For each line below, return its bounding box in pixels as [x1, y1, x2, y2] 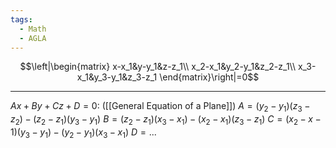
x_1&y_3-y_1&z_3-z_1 [76, 71, 158, 83]
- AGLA [19, 33, 47, 43]
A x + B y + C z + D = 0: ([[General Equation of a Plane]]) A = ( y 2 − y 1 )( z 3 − [10, 100, 311, 115]
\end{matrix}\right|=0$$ [159, 71, 260, 83]
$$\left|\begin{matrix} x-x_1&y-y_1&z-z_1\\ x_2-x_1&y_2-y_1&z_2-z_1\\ [19, 61, 296, 73]
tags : [10, 14, 33, 25]
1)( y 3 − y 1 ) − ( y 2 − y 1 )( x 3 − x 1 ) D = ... [10, 126, 157, 140]
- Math [19, 24, 47, 34]
